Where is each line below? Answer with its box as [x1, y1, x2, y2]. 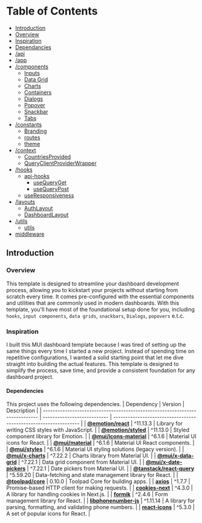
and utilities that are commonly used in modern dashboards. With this [6, 299, 180, 307]
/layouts [15, 198, 35, 205]
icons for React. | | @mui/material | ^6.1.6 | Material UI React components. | [6, 439, 195, 447]
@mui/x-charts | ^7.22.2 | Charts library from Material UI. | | [6, 452, 156, 459]
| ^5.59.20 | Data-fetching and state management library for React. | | [6, 471, 178, 479]
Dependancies [15, 44, 51, 51]
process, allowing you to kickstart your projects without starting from [6, 286, 178, 293]
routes [24, 133, 41, 141]
